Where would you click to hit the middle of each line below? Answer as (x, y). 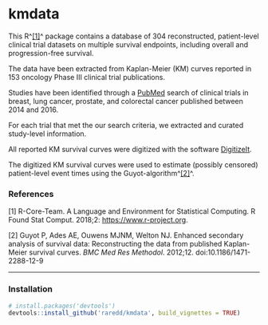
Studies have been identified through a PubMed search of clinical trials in (128, 92)
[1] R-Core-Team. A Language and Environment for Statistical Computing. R (132, 211)
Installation (31, 289)
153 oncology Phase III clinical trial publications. (87, 77)
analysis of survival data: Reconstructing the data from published (115, 244)
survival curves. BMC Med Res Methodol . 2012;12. (111, 252)
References (31, 194)
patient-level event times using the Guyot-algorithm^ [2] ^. (101, 173)
